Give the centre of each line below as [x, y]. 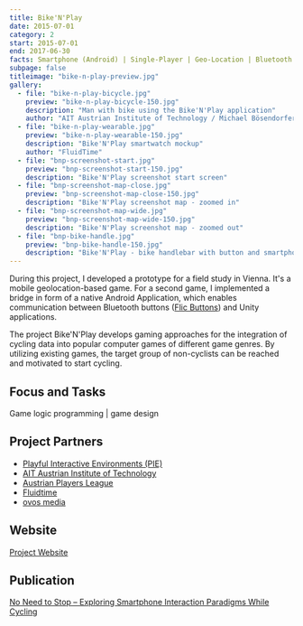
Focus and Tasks [58, 392]
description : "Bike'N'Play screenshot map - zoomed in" [133, 203]
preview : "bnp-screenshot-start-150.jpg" [104, 169]
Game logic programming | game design [84, 413]
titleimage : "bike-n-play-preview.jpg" [84, 77]
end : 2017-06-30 [40, 51]
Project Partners [56, 442]
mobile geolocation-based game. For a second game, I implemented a [140, 288]
